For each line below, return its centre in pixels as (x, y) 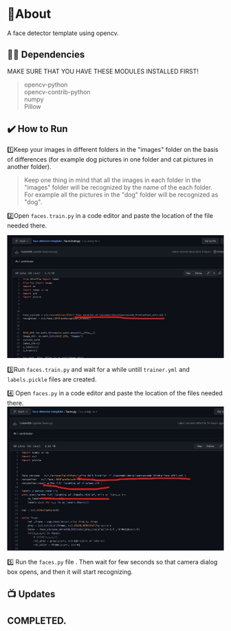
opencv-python (46, 85)
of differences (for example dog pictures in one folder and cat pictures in (110, 159)
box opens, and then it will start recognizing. (70, 572)
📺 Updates (31, 594)
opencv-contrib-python (57, 91)
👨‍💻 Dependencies (46, 55)
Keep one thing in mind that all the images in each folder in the (112, 180)
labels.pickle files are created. (52, 379)
